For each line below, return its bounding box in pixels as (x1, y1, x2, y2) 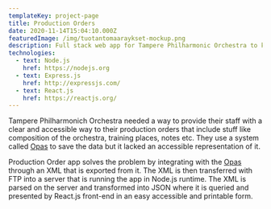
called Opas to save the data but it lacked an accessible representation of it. (8, 141, 261, 151)
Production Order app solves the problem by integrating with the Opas (8, 158, 242, 167)
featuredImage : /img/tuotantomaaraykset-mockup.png (8, 34, 186, 43)
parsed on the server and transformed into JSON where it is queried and (8, 182, 249, 193)
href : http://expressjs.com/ (23, 79, 121, 87)
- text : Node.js (15, 57, 70, 65)
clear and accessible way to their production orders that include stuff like (8, 125, 252, 134)
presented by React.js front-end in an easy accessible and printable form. (8, 191, 253, 201)
